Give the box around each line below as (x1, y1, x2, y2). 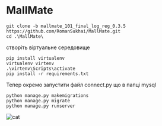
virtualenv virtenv (6, 60, 55, 66)
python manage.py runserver (6, 103, 76, 109)
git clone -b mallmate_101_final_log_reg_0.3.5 (6, 23, 126, 29)
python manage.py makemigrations (6, 92, 89, 98)
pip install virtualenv (6, 55, 65, 61)
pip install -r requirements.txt (6, 70, 89, 77)
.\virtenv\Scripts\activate (6, 66, 76, 72)
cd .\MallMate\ (6, 33, 44, 39)
